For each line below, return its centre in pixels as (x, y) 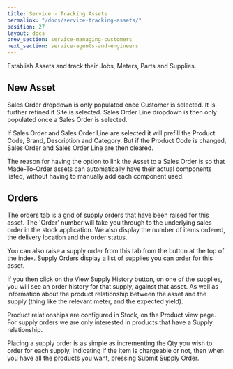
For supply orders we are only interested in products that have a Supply (110, 322)
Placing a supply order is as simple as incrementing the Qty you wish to (110, 343)
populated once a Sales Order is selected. (67, 119)
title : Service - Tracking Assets (58, 14)
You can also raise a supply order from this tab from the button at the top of (116, 250)
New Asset (31, 88)
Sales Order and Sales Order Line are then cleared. (80, 148)
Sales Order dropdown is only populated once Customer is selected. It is (111, 105)
